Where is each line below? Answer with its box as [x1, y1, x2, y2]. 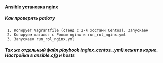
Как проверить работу [5, 15, 55, 21]
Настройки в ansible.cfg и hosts [5, 52, 75, 58]
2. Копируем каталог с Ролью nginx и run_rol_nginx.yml [7, 32, 126, 37]
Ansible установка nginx [5, 4, 58, 10]
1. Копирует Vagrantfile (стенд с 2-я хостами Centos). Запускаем [7, 28, 149, 33]
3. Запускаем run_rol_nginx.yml [7, 36, 75, 42]
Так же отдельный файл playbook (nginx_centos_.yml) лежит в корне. [5, 47, 158, 53]
